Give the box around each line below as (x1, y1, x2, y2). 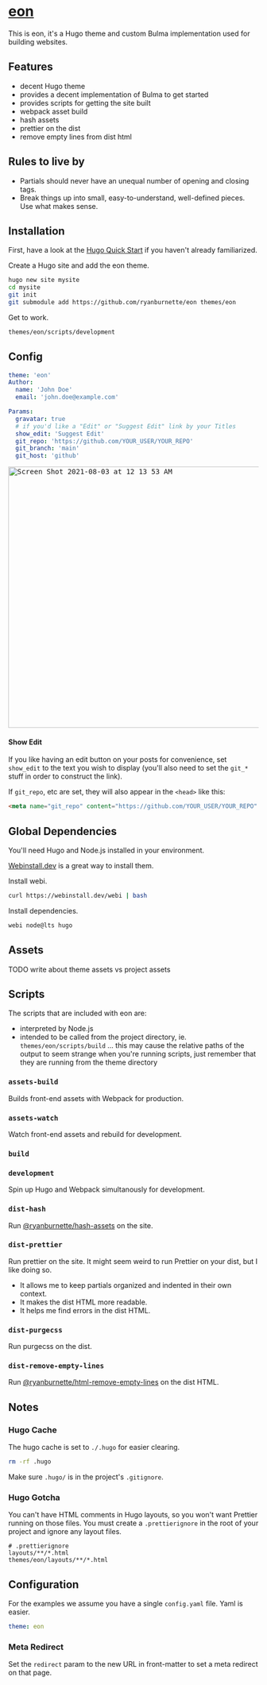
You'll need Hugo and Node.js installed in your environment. (8, 845, 205, 856)
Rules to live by (8, 155, 85, 168)
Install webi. (8, 876, 48, 886)
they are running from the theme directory (19, 1057, 158, 1067)
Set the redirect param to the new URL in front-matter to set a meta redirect (8, 1660, 258, 1669)
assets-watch (8, 1113, 59, 1123)
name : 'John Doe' (15, 386, 73, 394)
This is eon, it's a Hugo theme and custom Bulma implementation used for (8, 29, 250, 38)
